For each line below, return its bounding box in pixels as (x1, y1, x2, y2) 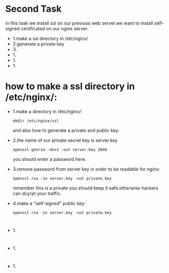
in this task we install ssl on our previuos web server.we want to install (5, 20, 154, 26)
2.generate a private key (12, 40, 65, 47)
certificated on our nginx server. (20, 25, 89, 31)
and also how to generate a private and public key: (12, 127, 120, 133)
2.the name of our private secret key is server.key (12, 137, 118, 143)
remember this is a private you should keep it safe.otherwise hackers (12, 185, 159, 191)
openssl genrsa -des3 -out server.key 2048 (12, 147, 108, 152)
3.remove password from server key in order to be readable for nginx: (12, 166, 160, 172)
